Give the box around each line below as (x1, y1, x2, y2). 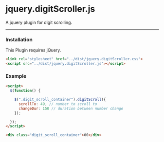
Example (5, 72, 27, 79)
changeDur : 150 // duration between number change (18, 106, 124, 111)
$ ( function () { (10, 89, 41, 93)
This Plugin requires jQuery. (5, 47, 61, 53)
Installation (5, 36, 33, 43)
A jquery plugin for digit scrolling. (5, 19, 73, 25)
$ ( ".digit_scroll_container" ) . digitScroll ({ (14, 97, 106, 102)
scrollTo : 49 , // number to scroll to (18, 101, 97, 106)
